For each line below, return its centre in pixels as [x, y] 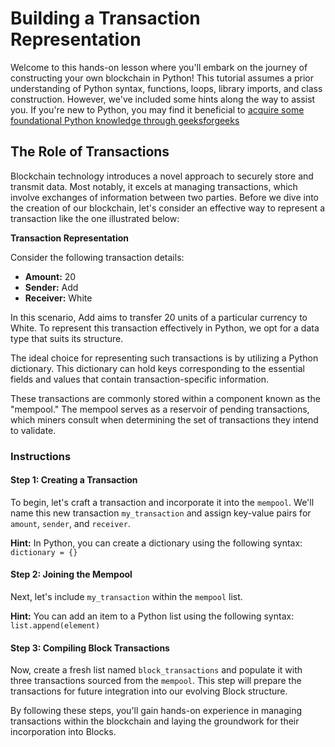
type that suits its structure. [67, 338]
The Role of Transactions [90, 152]
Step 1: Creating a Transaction [74, 480]
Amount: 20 [50, 276]
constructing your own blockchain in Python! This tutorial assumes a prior [162, 78]
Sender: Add [51, 287]
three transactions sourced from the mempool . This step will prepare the [156, 681]
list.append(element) [55, 626]
